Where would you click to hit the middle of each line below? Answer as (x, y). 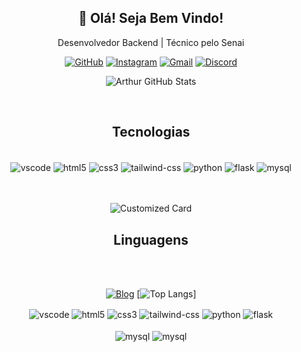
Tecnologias (151, 132)
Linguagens (151, 239)
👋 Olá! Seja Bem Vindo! (151, 18)
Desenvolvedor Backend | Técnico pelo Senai (151, 42)
